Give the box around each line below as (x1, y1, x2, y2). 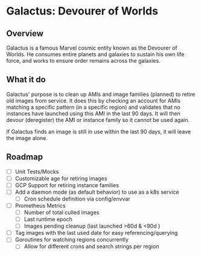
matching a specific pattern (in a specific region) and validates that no (6, 103, 181, 110)
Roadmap (6, 152, 43, 162)
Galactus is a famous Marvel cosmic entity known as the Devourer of (6, 44, 178, 51)
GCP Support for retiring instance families (14, 181, 120, 188)
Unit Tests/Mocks (14, 168, 59, 175)
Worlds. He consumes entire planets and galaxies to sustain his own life (6, 51, 185, 58)
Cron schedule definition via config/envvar (24, 195, 131, 202)
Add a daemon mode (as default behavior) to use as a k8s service (14, 188, 179, 196)
